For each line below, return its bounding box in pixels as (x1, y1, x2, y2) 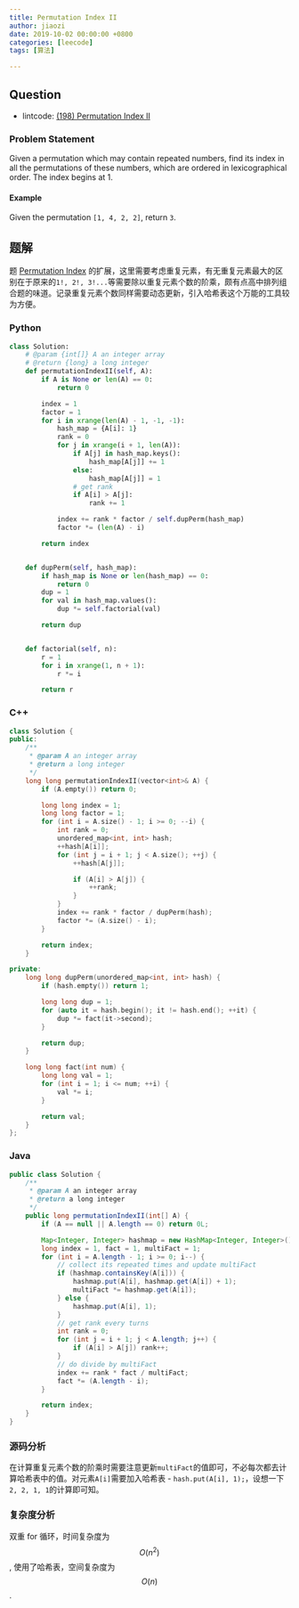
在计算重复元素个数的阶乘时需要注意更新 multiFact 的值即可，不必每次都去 (9, 1462, 279, 1473)
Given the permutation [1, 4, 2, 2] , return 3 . (9, 212, 176, 223)
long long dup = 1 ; (41, 998, 114, 1007)
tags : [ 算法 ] (9, 46, 55, 55)
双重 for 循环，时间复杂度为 (9, 1530, 110, 1541)
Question (9, 86, 61, 102)
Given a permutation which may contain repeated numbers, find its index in (9, 153, 285, 164)
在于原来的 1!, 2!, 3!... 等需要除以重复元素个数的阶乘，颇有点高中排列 (16, 277, 280, 288)
